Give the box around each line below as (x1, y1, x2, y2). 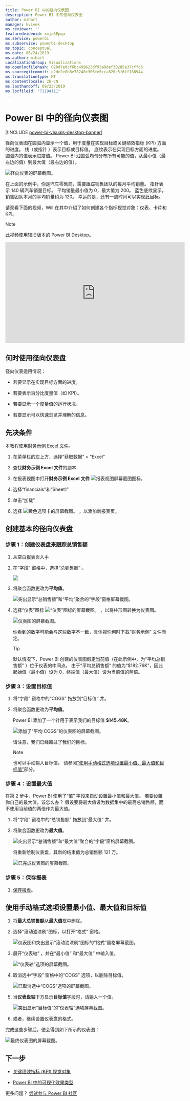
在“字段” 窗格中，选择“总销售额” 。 (12, 565, 87, 571)
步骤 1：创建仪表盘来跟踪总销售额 (5, 541, 88, 548)
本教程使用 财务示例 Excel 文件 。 (5, 443, 73, 449)
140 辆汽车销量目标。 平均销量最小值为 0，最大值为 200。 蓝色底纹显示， (11, 188, 166, 194)
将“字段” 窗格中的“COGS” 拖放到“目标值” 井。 (12, 695, 109, 702)
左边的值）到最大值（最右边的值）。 (5, 159, 79, 165)
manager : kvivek (5, 22, 40, 27)
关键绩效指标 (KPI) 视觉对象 (12, 1069, 71, 1075)
